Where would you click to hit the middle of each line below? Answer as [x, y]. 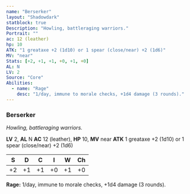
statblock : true [26, 22]
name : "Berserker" [29, 12]
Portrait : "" [22, 34]
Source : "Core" [25, 77]
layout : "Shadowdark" [33, 17]
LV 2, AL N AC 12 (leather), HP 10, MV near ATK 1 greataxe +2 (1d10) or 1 [95, 139]
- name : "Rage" [30, 89]
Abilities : [20, 83]
